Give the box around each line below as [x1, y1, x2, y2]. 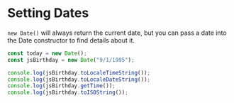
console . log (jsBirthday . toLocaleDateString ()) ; [7, 76, 151, 83]
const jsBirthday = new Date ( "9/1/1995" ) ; [7, 56, 135, 63]
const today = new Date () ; [7, 50, 87, 57]
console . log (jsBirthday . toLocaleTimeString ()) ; [7, 69, 151, 76]
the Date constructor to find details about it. [7, 36, 135, 44]
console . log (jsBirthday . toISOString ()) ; [7, 89, 129, 97]
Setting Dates [7, 5, 89, 21]
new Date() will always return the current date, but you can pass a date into [7, 28, 227, 37]
